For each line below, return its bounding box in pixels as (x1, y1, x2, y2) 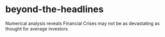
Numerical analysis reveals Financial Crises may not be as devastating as (5, 20, 160, 26)
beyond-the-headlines (5, 4, 104, 15)
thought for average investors (5, 25, 68, 31)
